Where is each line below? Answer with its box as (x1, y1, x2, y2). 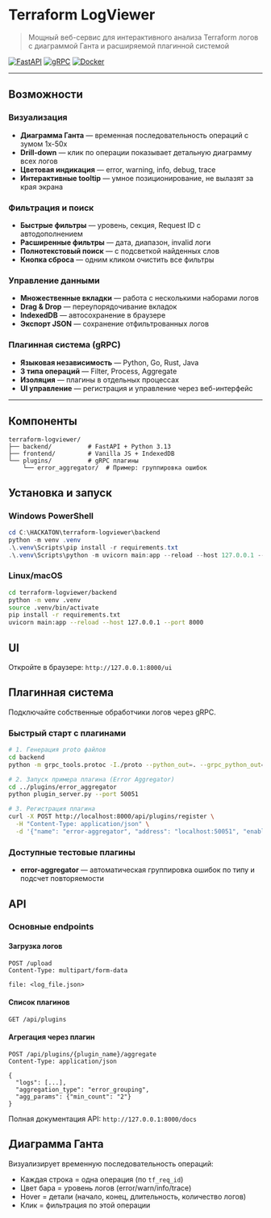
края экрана (19, 182, 63, 192)
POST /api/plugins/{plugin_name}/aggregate (8, 1051, 157, 1059)
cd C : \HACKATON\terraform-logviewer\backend (8, 529, 161, 537)
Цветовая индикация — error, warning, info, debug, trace (19, 164, 216, 175)
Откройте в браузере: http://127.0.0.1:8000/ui (8, 663, 173, 672)
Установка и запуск (8, 486, 113, 499)
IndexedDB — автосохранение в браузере (19, 310, 166, 320)
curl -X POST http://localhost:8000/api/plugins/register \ (8, 812, 215, 821)
